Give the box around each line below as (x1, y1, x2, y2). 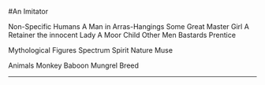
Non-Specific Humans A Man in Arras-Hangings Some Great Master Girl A (8, 22, 250, 31)
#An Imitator (8, 7, 49, 16)
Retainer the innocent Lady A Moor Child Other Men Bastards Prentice (8, 31, 237, 39)
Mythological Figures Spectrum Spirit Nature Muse (8, 46, 174, 54)
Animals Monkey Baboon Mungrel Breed (8, 61, 140, 70)
